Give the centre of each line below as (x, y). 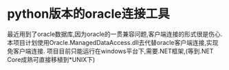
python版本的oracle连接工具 (89, 14)
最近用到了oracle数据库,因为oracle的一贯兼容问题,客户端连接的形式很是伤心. (115, 34)
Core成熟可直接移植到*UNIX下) (51, 59)
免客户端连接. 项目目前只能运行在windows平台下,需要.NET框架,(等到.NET (110, 51)
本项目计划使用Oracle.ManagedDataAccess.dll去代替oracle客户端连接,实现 (113, 42)
